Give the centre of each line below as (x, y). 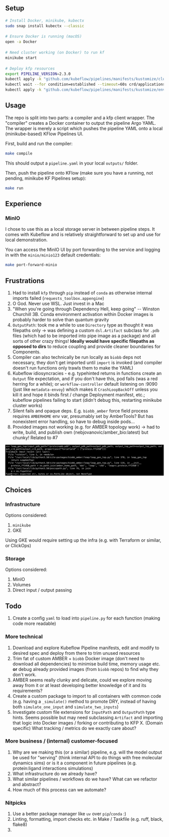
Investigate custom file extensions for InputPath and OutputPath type (84, 712)
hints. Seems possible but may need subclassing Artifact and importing (88, 717)
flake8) (20, 824)
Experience (23, 204)
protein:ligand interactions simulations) (53, 768)
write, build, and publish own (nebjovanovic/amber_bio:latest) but (80, 432)
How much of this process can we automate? (59, 790)
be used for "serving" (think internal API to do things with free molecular (87, 757)
